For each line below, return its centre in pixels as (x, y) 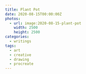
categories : (17, 37)
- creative (20, 55)
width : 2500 (26, 28)
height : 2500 (27, 32)
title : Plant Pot (23, 9)
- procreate (22, 64)
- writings (20, 41)
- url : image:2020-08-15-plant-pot (45, 23)
